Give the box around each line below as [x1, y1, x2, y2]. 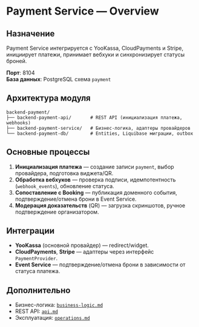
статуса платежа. [15, 268, 60, 275]
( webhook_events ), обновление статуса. [15, 182, 115, 189]
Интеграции [6, 226, 54, 236]
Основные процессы [6, 147, 90, 157]
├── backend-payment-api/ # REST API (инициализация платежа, [6, 114, 183, 121]
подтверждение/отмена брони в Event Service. [15, 195, 137, 203]
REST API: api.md [15, 308, 59, 315]
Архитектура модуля [6, 93, 91, 104]
